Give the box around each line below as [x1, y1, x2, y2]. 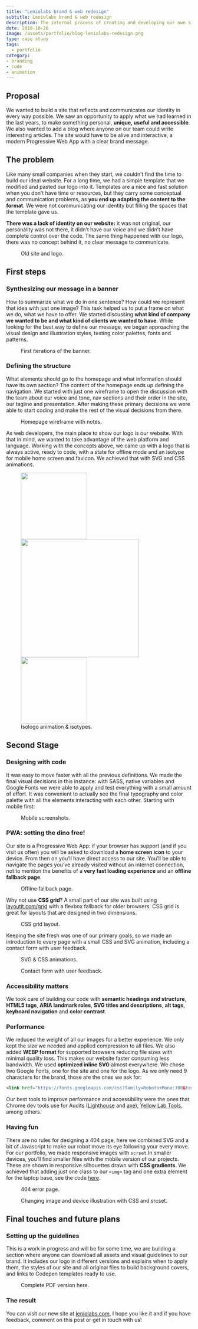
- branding [6, 58, 33, 64]
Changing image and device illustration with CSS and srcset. [21, 1197, 168, 1204]
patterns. [6, 336, 28, 343]
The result [6, 1297, 37, 1305]
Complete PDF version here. [21, 1282, 90, 1289]
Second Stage [6, 740, 59, 750]
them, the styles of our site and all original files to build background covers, [6, 1264, 189, 1271]
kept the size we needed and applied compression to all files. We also [6, 1042, 176, 1049]
